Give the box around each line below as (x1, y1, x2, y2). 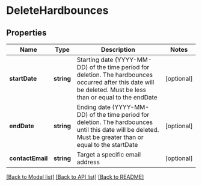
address (76, 158, 100, 166)
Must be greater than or (76, 133, 144, 141)
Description (101, 46, 135, 54)
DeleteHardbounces (6, 4, 109, 17)
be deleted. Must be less (76, 85, 146, 94)
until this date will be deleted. (76, 126, 159, 134)
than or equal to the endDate (76, 93, 158, 101)
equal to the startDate (76, 141, 138, 149)
